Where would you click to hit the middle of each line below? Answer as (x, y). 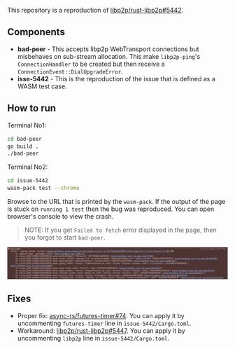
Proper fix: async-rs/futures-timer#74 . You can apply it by (101, 315)
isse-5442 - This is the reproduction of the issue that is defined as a (116, 78)
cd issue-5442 (28, 181)
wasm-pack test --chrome (43, 189)
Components (36, 32)
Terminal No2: (28, 167)
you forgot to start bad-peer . (65, 237)
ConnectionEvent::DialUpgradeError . (70, 71)
